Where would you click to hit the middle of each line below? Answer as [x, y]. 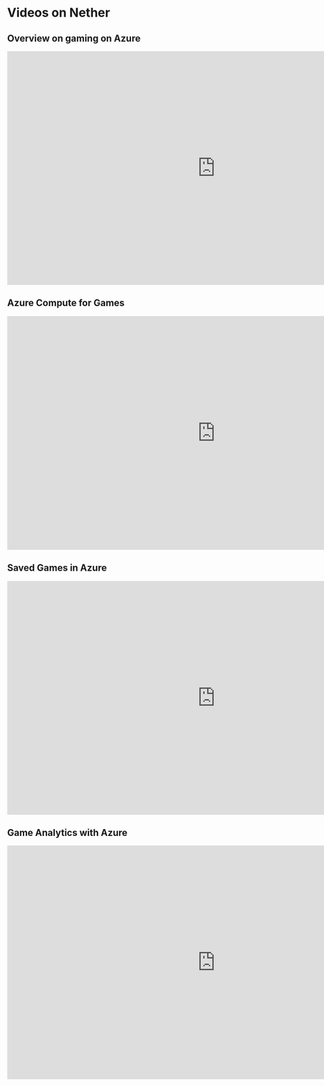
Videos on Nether [59, 13]
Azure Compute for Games [66, 303]
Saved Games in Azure [57, 568]
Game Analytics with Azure [67, 833]
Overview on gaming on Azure [74, 38]
